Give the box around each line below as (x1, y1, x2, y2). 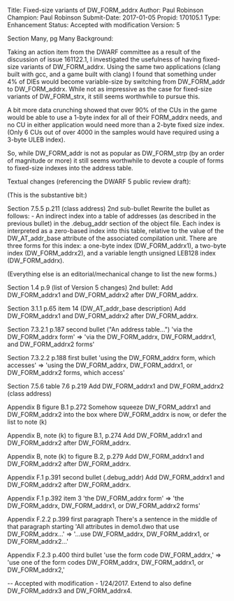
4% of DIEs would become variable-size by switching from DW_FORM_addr (7, 77, 226, 86)
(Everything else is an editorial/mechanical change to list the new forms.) (7, 270, 217, 278)
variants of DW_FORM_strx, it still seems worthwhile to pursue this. (7, 92, 200, 101)
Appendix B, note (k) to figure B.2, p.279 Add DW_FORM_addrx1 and (7, 452, 205, 460)
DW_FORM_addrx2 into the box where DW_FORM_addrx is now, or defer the (7, 410, 227, 418)
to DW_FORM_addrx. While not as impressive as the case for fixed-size (7, 85, 212, 93)
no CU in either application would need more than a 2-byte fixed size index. (7, 121, 225, 128)
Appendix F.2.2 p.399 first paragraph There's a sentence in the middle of (7, 515, 218, 523)
